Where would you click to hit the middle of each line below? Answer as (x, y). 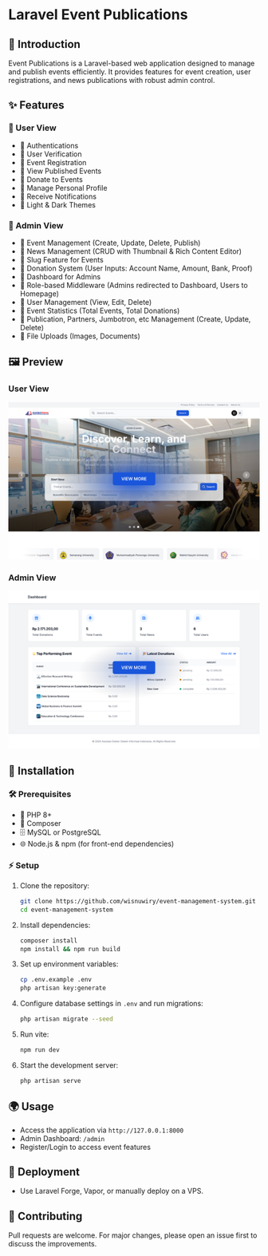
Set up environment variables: (69, 964)
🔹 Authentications (49, 145)
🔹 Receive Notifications (58, 196)
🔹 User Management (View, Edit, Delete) (86, 302)
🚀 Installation (41, 771)
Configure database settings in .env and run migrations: (111, 1004)
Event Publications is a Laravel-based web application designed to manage (132, 63)
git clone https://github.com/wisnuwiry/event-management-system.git (138, 901)
